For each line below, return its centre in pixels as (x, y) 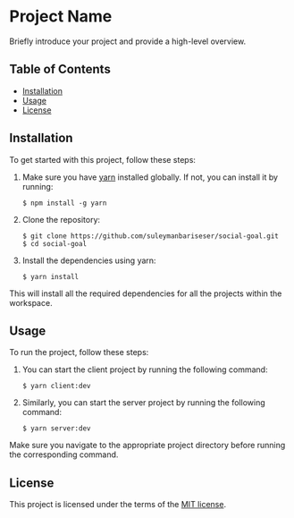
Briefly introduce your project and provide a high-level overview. (128, 41)
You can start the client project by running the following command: (145, 369)
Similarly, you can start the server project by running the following (143, 403)
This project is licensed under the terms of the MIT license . (118, 505)
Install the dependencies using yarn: (89, 260)
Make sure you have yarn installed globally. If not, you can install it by (150, 177)
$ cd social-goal (55, 243)
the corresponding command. (64, 454)
